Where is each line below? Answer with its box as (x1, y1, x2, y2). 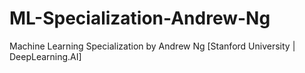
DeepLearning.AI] (9, 50, 82, 62)
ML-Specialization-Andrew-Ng (9, 7, 271, 30)
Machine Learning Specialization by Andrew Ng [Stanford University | (9, 40, 296, 52)
